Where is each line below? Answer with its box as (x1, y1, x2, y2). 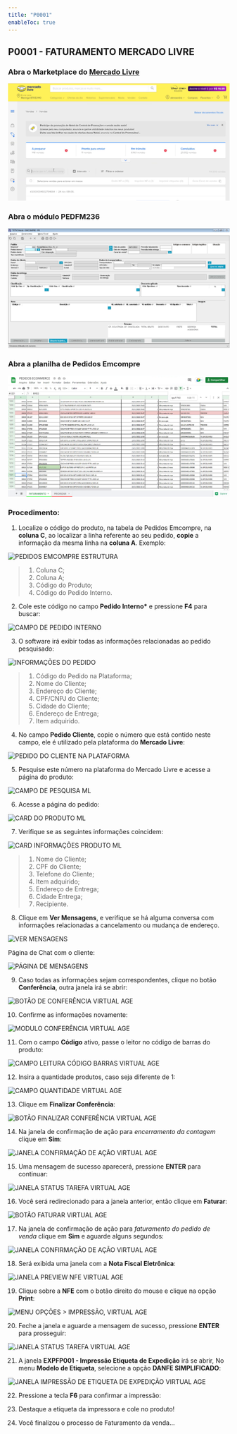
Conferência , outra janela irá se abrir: (18, 983, 128, 992)
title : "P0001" (8, 11, 53, 18)
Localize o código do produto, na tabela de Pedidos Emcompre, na (18, 524, 212, 532)
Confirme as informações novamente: (18, 1011, 129, 1019)
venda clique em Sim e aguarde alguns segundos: (18, 1232, 164, 1241)
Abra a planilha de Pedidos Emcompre (8, 359, 141, 369)
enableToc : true (8, 18, 56, 26)
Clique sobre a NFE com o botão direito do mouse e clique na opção (18, 1287, 217, 1295)
